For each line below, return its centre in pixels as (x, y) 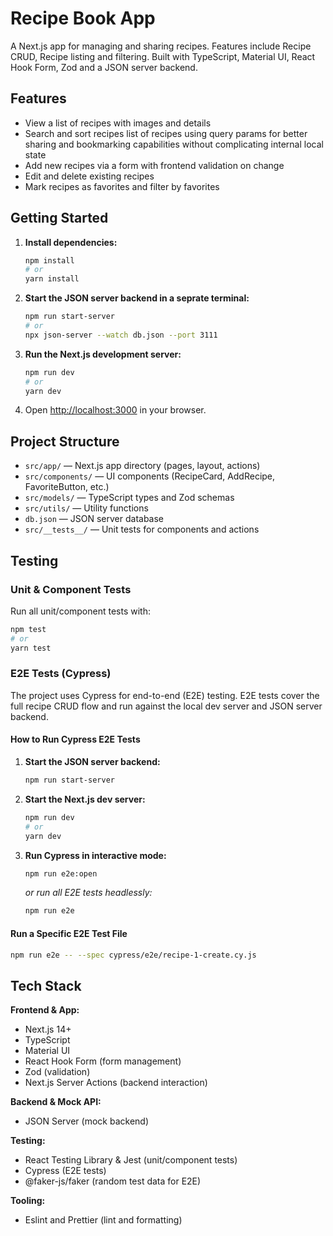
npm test (28, 629)
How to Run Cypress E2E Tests (75, 739)
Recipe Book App (83, 18)
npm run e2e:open (61, 873)
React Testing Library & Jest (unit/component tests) (131, 1160)
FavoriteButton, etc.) (67, 487)
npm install (49, 260)
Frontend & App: (45, 1010)
